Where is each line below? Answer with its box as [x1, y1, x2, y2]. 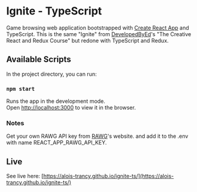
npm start [6, 85, 35, 92]
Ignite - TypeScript [6, 4, 102, 18]
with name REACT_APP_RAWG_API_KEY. [6, 139, 107, 146]
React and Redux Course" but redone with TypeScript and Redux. [6, 37, 169, 44]
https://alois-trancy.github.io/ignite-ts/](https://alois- [43, 173, 174, 180]
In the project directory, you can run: [6, 70, 97, 78]
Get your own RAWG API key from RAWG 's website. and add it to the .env [6, 132, 189, 140]
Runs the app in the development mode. [6, 98, 105, 105]
